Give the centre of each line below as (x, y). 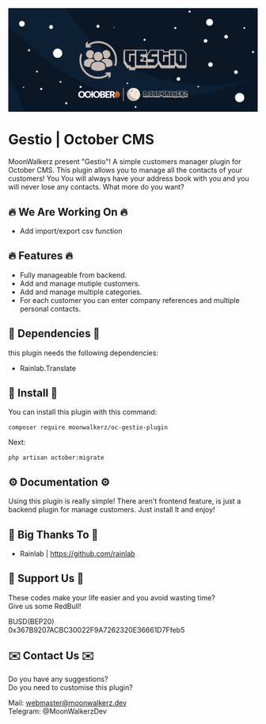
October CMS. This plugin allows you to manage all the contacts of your (125, 170)
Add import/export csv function (71, 231)
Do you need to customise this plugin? (70, 687)
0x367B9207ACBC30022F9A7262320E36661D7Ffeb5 (97, 630)
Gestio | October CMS (81, 140)
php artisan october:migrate (56, 458)
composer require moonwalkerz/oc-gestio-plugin (88, 427)
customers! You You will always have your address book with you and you (129, 178)
